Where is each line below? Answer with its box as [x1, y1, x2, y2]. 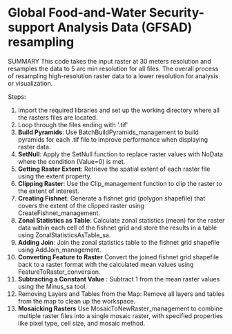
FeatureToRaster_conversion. [17, 268, 101, 276]
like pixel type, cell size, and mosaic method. [17, 319, 146, 327]
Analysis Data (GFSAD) [57, 19, 193, 35]
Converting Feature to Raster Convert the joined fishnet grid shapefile [17, 252, 220, 261]
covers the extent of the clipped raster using [17, 201, 144, 210]
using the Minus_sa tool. [17, 282, 87, 290]
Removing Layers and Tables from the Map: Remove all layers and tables [17, 289, 225, 298]
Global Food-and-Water [8, 5, 147, 21]
